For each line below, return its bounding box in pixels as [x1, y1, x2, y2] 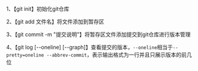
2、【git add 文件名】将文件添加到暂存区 [6, 18, 104, 25]
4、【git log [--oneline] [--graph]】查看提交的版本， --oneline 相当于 [6, 44, 173, 51]
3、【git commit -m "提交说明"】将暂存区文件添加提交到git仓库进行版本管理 [6, 31, 191, 38]
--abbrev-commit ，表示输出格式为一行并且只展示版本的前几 [46, 51, 192, 58]
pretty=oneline [6, 52, 44, 58]
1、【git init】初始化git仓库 [6, 5, 70, 12]
